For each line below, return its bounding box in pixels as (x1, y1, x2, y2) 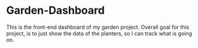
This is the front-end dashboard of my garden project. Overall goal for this (6, 23, 190, 31)
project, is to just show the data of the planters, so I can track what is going (6, 29, 193, 37)
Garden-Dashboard (6, 4, 105, 17)
